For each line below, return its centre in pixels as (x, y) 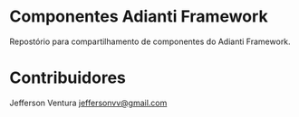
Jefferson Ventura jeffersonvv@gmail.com (88, 103)
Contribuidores (68, 78)
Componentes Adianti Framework (139, 17)
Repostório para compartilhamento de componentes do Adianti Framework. (150, 41)
